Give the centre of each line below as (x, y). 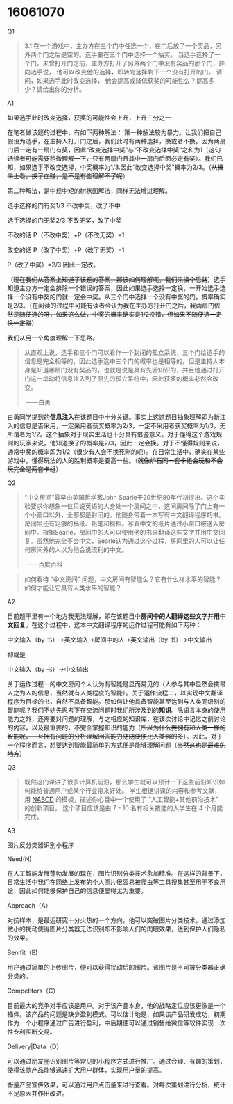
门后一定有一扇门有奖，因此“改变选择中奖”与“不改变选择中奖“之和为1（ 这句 (114, 150)
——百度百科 (44, 564)
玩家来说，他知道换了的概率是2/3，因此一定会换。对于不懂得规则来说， (121, 443)
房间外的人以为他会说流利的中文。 (79, 549)
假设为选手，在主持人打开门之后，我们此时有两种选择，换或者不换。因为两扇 (116, 141)
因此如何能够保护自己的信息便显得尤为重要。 (83, 890)
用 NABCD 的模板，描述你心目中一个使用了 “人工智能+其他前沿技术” (121, 799)
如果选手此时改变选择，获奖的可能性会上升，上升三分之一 (89, 117)
